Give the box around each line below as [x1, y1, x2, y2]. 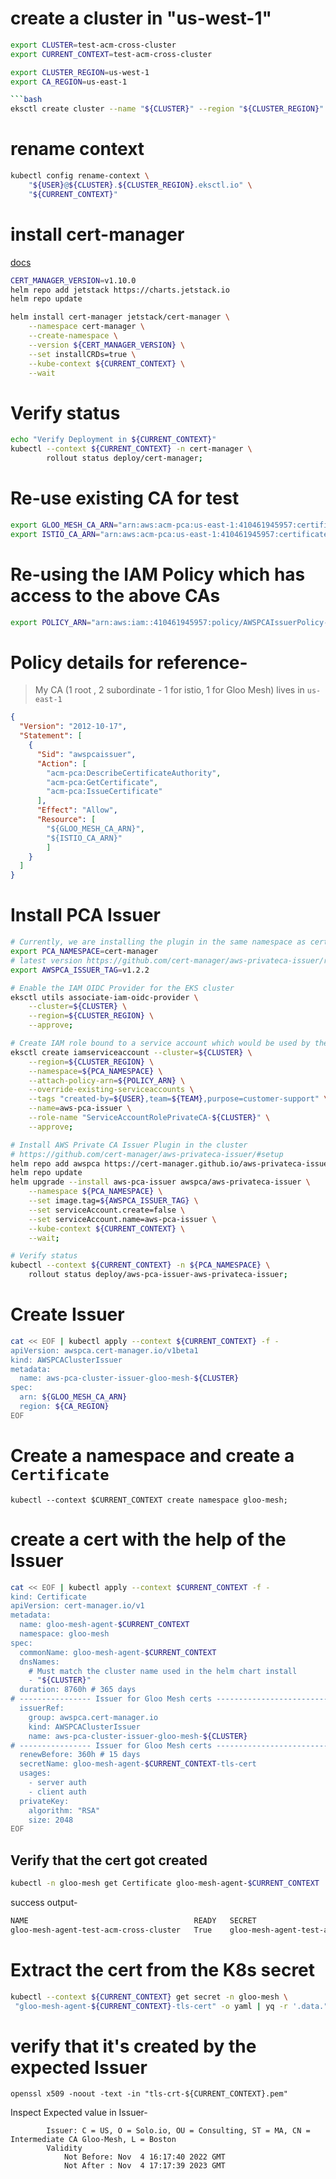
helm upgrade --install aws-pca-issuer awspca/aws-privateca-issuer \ [10, 1177, 311, 1187]
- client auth [28, 1787, 87, 1797]
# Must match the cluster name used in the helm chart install [28, 1666, 298, 1676]
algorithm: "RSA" [28, 1805, 101, 1816]
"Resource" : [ [36, 815, 97, 825]
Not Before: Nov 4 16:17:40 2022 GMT [63, 2152, 226, 2162]
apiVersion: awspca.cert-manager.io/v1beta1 [10, 1345, 199, 1356]
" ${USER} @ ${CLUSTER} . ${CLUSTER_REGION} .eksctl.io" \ [28, 180, 253, 190]
